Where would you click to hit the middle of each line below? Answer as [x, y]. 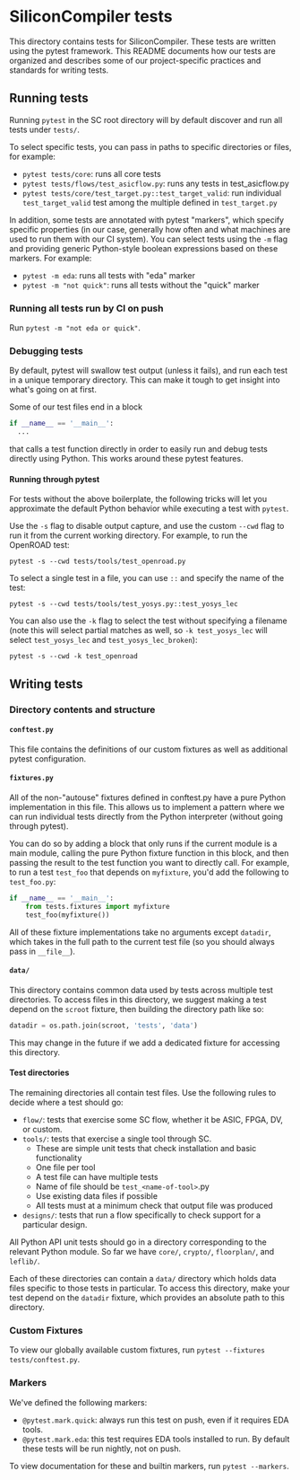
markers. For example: [51, 258]
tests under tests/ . [45, 129]
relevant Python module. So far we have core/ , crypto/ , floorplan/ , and [142, 1251]
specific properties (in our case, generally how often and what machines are [150, 229]
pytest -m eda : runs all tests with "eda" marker [108, 275]
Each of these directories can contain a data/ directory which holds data [143, 1278]
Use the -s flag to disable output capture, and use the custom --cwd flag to [147, 526]
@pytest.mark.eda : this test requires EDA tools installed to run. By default [156, 1439]
